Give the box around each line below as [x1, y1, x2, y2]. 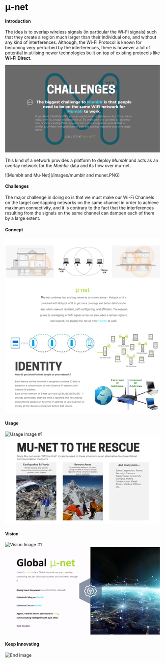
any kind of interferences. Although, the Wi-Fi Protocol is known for [5, 39, 142, 45]
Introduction [5, 18, 31, 24]
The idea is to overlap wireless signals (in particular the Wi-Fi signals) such [5, 29, 157, 35]
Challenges [5, 183, 29, 189]
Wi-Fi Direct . [5, 55, 32, 61]
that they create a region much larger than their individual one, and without [5, 34, 156, 40]
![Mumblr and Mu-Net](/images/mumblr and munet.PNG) [5, 172, 120, 178]
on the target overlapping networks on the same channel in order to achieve [5, 200, 159, 206]
